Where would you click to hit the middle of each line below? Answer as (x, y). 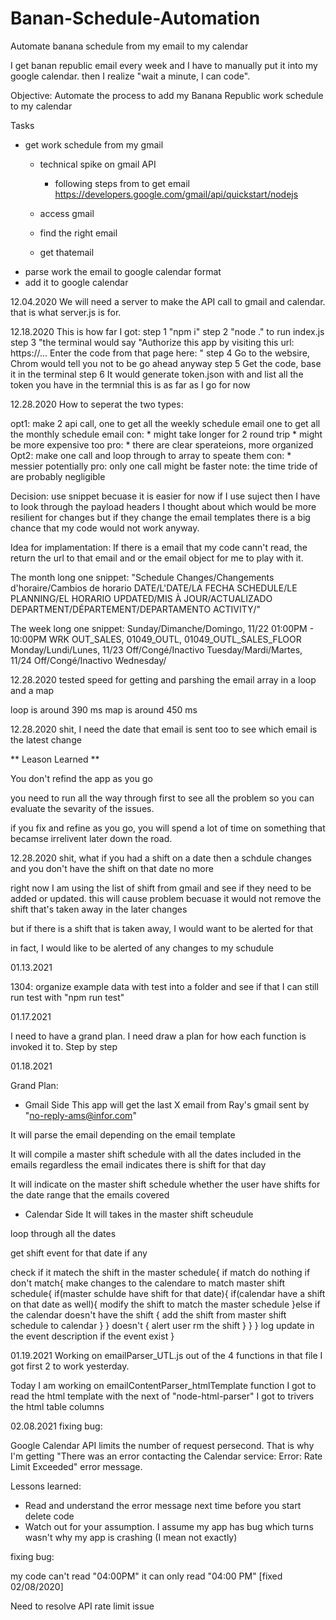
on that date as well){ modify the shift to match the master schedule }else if (165, 1304)
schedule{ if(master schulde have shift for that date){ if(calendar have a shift (168, 1293)
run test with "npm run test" (67, 997)
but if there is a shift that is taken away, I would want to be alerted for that (161, 928)
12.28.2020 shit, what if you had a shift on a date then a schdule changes (161, 858)
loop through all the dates (63, 1233)
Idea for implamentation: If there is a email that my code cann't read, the (159, 547)
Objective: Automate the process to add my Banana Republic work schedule (167, 95)
